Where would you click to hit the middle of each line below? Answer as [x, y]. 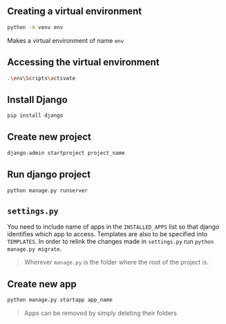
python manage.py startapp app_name [60, 300]
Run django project [49, 174]
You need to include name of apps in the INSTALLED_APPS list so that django [113, 227]
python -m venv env [35, 27]
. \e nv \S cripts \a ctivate [41, 78]
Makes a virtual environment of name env [66, 40]
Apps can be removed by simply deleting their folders [101, 313]
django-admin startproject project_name [66, 153]
